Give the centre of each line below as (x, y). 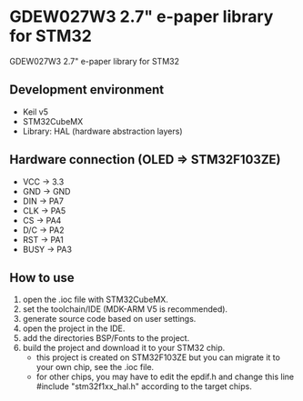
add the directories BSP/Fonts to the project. (106, 338)
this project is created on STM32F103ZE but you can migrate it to (158, 357)
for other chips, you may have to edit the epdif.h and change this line (165, 377)
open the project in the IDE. (74, 328)
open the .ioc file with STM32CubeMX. (95, 300)
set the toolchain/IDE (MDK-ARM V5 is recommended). (125, 309)
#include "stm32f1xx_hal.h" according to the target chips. (144, 386)
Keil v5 (35, 112)
